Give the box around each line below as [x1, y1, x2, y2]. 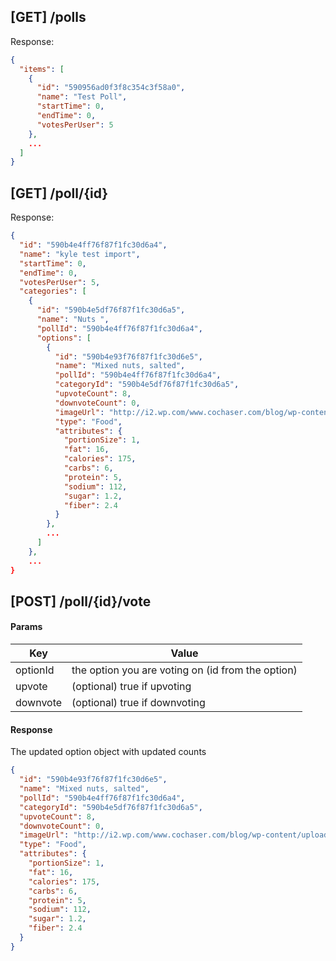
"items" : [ [19, 64, 65, 74]
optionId [15, 663, 55, 677]
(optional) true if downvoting [71, 696, 206, 710]
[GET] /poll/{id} [10, 185, 109, 202]
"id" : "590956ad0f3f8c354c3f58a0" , [36, 83, 186, 93]
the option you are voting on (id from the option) [71, 663, 298, 677]
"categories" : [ [19, 286, 87, 297]
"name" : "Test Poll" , [36, 92, 128, 102]
